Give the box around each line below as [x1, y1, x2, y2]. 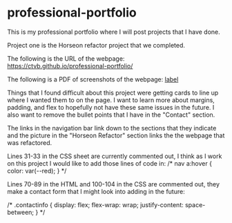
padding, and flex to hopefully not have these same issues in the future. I [7, 103, 215, 111]
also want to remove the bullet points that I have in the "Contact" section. [7, 110, 215, 119]
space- [185, 200, 206, 209]
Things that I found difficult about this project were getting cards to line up [7, 88, 219, 97]
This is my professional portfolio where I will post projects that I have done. [7, 28, 221, 36]
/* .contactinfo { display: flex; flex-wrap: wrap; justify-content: [7, 200, 184, 209]
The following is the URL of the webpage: [7, 54, 125, 63]
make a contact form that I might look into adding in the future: [7, 187, 185, 195]
